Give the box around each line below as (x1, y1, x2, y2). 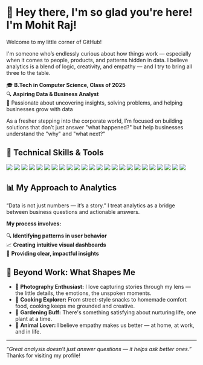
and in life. (14, 328, 41, 335)
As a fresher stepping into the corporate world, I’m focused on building (6, 117, 183, 124)
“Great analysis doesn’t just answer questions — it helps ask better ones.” (6, 346, 192, 353)
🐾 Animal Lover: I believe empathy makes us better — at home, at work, (14, 321, 195, 329)
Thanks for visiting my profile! (6, 352, 80, 359)
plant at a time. (14, 315, 53, 323)
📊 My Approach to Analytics (6, 182, 117, 193)
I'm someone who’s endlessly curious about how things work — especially (6, 50, 192, 57)
